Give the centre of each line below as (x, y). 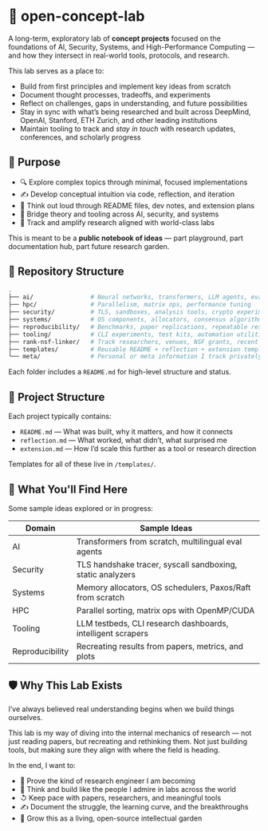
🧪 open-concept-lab (77, 16)
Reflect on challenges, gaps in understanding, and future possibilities (134, 103)
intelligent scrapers (112, 633)
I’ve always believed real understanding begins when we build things (121, 709)
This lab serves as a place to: (56, 70)
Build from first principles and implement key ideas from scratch (125, 86)
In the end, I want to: (42, 765)
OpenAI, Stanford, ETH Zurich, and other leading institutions (118, 120)
